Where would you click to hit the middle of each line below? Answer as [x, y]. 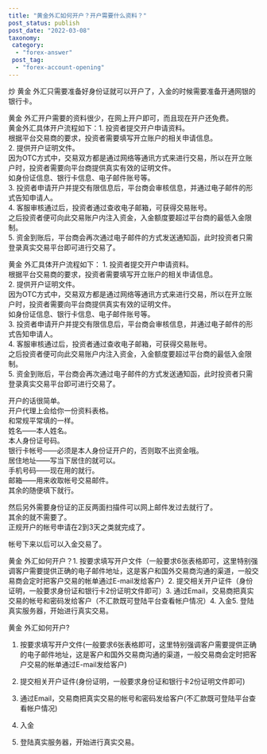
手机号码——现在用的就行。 [54, 470]
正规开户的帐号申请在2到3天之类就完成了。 [79, 527]
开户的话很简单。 [36, 400]
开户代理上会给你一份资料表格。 [60, 410]
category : [28, 45]
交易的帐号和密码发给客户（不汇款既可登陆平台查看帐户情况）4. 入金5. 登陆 [131, 600]
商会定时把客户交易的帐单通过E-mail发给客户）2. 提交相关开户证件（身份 [134, 580]
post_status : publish [44, 23]
